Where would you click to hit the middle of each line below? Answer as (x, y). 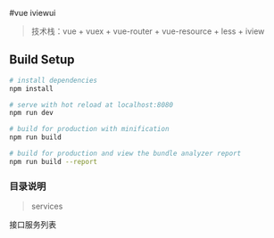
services (47, 206)
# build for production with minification (89, 129)
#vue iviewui (33, 13)
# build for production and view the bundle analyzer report (125, 154)
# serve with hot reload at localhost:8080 (91, 105)
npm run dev (31, 113)
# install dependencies (54, 80)
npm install (31, 88)
